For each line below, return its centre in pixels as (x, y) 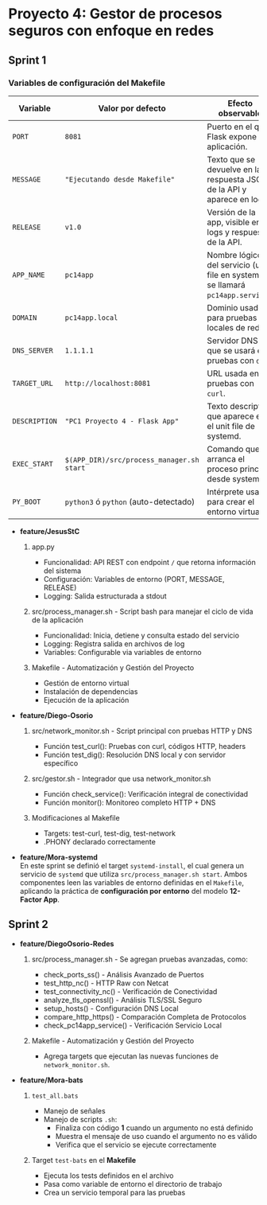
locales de (226, 327)
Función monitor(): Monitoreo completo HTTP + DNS (130, 802)
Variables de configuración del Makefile (87, 83)
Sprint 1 (27, 60)
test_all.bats (55, 1096)
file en (219, 275)
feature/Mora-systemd (58, 857)
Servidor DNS (232, 341)
